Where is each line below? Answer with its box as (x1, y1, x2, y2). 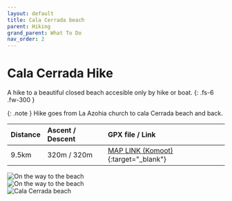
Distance (10, 130, 41, 140)
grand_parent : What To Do (7, 29, 81, 37)
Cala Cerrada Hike (7, 66, 114, 82)
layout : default (7, 10, 54, 17)
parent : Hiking (7, 23, 51, 30)
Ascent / (47, 126, 76, 135)
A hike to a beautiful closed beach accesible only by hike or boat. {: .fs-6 (7, 88, 214, 97)
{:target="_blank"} (108, 155, 167, 164)
